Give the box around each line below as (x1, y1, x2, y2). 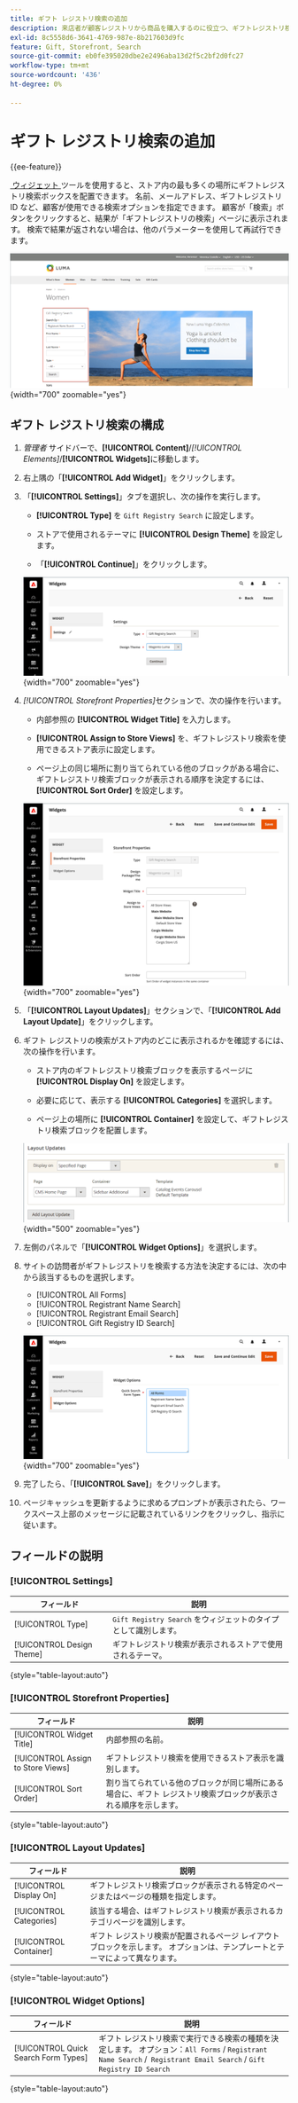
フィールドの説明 (10, 1548, 103, 1563)
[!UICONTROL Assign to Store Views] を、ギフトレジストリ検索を (35, 733, 279, 744)
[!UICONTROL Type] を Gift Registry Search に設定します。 (35, 510, 259, 521)
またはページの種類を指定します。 (97, 1891, 221, 1902)
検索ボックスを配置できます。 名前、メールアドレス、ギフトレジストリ (25, 191, 283, 201)
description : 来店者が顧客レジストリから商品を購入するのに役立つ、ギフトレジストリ (10, 23, 286, 33)
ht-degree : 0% (10, 80, 63, 89)
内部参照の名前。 (105, 1734, 169, 1745)
